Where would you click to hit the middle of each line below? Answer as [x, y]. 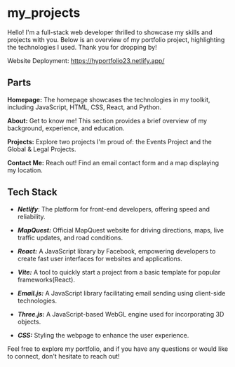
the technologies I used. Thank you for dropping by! [82, 47]
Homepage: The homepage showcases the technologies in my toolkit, [109, 99]
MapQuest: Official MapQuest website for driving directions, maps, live [121, 230]
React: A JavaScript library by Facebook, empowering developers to [116, 251]
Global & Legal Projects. [42, 149]
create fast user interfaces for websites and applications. [100, 258]
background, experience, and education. [66, 128]
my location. [25, 170]
